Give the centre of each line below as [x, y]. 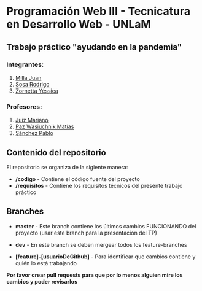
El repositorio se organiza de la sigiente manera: [67, 167]
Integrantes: [25, 64]
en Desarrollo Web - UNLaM [79, 24]
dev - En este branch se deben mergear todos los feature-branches [101, 244]
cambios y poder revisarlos [42, 281]
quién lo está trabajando [46, 263]
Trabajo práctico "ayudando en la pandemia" [94, 47]
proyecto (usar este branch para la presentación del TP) [86, 233]
